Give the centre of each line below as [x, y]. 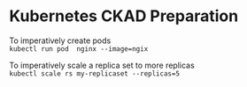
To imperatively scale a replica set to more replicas [102, 65]
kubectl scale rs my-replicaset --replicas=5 [94, 73]
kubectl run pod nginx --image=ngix [79, 49]
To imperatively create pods [60, 40]
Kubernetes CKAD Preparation [124, 16]
